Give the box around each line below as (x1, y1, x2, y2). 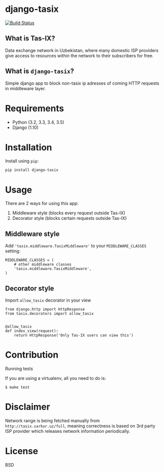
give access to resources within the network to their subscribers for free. (5, 52, 154, 58)
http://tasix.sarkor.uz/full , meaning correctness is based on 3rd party (5, 422, 156, 429)
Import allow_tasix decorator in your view (5, 297, 91, 303)
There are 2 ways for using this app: (5, 201, 79, 207)
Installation (5, 142, 52, 153)
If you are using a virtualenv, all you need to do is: (5, 375, 106, 381)
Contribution (5, 349, 59, 361)
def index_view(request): (5, 328, 58, 333)
